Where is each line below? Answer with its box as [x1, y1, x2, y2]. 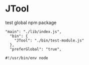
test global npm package [5, 19, 57, 25]
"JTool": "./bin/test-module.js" [14, 38, 84, 43]
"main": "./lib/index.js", [5, 29, 62, 34]
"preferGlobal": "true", [10, 46, 62, 51]
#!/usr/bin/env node [5, 55, 49, 60]
